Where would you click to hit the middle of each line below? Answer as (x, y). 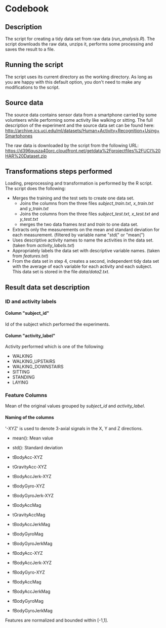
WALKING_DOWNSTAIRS (38, 367)
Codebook (27, 9)
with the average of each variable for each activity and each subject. (82, 266)
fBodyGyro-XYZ (29, 572)
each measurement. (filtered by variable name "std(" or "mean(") (78, 235)
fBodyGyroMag (28, 601)
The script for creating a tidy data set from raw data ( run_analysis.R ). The (80, 39)
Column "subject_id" (27, 313)
